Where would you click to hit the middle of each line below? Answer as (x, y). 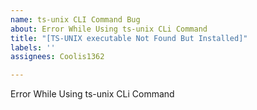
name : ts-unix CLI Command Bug (75, 19)
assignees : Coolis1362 (57, 57)
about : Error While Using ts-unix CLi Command (109, 29)
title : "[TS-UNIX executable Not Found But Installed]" (129, 38)
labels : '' (33, 47)
